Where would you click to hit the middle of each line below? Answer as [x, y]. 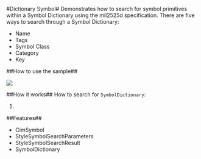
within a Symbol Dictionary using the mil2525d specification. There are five [100, 15]
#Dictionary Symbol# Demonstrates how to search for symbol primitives [97, 9]
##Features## [24, 118]
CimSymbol [30, 130]
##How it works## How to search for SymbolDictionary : [76, 94]
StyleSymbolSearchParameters [54, 136]
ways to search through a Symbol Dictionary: [63, 22]
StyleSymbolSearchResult [48, 143]
